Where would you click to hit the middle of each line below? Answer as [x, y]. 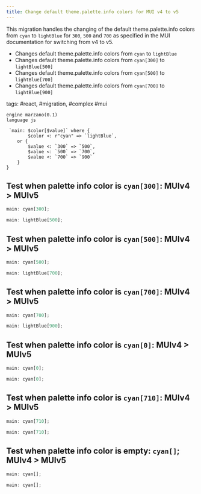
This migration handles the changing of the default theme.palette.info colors [100, 29]
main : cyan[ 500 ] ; [28, 262]
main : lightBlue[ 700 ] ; [35, 273]
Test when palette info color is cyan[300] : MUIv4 [98, 186]
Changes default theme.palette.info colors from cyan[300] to [90, 60]
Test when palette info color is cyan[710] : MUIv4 [98, 398]
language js [21, 120]
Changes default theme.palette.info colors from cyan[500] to [90, 72]
